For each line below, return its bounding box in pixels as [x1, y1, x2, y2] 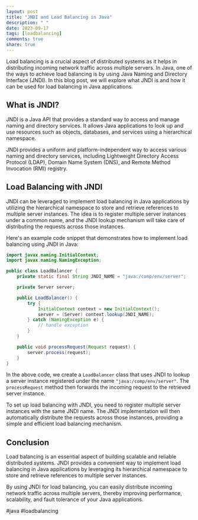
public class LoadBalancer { [6, 268, 78, 274]
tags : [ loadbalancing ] [6, 31, 62, 37]
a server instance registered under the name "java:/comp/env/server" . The [6, 378, 189, 385]
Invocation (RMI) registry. [6, 165, 68, 172]
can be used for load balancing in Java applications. [6, 83, 133, 90]
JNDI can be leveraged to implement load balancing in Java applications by [6, 197, 190, 204]
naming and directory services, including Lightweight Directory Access [6, 152, 179, 160]
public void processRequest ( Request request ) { [17, 344, 136, 350]
